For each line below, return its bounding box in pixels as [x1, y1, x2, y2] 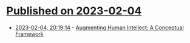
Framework [15, 30, 44, 37]
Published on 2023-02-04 [6, 4, 142, 18]
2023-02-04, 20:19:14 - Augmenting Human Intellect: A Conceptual [15, 24, 184, 31]
